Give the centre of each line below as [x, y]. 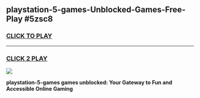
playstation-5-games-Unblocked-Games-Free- [96, 10]
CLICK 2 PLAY [27, 58]
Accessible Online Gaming [40, 88]
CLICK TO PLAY [29, 36]
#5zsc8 [39, 19]
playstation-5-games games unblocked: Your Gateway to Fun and [89, 82]
